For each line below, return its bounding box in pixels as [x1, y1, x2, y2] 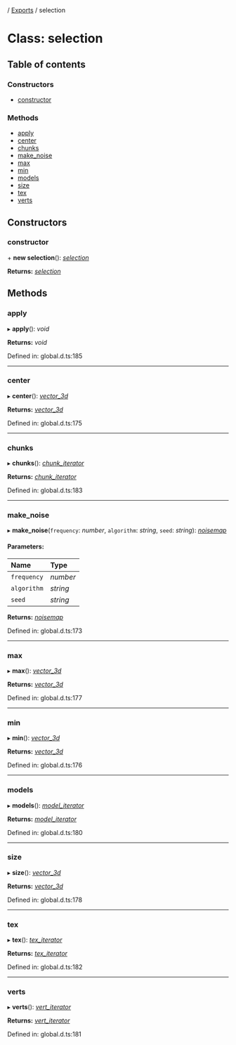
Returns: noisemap [7, 612, 64, 621]
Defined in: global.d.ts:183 [7, 486, 83, 494]
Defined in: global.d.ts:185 [7, 351, 83, 360]
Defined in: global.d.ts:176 [7, 761, 83, 770]
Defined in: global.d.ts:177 [7, 693, 83, 702]
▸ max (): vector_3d [7, 666, 62, 675]
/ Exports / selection [7, 6, 66, 14]
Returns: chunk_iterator [7, 473, 77, 481]
